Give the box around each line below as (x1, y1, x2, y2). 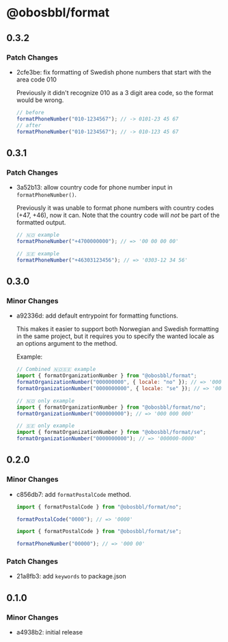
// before (16, 109, 45, 116)
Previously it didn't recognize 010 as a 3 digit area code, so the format (16, 88, 214, 97)
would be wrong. (16, 96, 64, 104)
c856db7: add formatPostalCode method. (16, 490, 131, 498)
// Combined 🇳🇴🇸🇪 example (16, 366, 96, 373)
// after (16, 122, 42, 129)
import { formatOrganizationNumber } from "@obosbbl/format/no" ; (16, 404, 206, 411)
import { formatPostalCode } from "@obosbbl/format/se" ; (16, 528, 182, 535)
